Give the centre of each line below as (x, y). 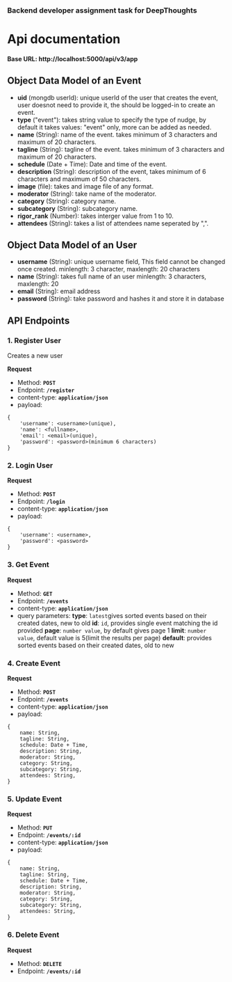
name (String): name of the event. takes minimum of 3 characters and (117, 134)
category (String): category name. (67, 201)
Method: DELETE (40, 963)
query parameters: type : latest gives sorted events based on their (112, 615)
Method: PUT (35, 827)
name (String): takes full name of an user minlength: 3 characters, (112, 276)
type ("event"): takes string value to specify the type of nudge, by (111, 120)
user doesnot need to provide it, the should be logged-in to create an (116, 105)
